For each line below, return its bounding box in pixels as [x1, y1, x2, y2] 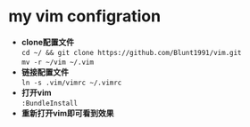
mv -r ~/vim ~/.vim [21, 58, 95, 67]
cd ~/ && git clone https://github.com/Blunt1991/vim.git [21, 48, 242, 57]
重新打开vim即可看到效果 [21, 107, 114, 118]
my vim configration [8, 6, 162, 27]
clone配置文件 [21, 36, 75, 47]
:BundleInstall [21, 99, 79, 107]
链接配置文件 [21, 67, 69, 77]
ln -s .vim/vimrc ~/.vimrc [21, 78, 122, 87]
